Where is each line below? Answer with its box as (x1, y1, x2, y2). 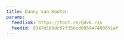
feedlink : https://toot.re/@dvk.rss (11, 19, 103, 25)
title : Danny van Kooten (6, 8, 68, 15)
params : (6, 14, 26, 20)
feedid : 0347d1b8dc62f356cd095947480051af (11, 25, 119, 31)
